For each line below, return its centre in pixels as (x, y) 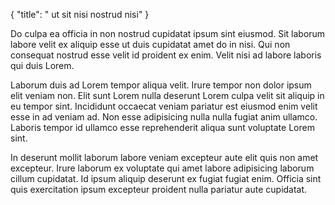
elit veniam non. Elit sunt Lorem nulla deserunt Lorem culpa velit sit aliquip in (167, 95)
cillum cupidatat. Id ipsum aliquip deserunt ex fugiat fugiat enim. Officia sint (166, 178)
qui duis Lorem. (42, 65)
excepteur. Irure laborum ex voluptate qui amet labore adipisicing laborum (162, 168)
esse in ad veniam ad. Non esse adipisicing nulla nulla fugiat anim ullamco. (164, 117)
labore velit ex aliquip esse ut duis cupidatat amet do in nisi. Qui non (150, 44)
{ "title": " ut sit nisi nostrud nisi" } (80, 14)
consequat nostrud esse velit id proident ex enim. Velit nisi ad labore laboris (166, 55)
